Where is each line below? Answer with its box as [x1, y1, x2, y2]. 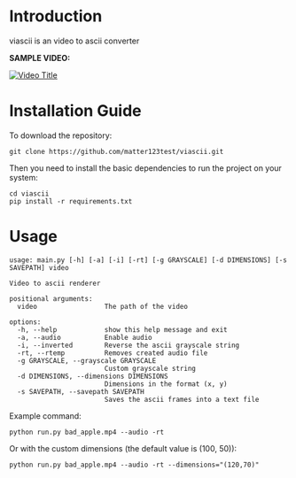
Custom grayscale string [104, 364, 197, 373]
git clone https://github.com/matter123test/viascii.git [9, 147, 224, 156]
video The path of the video [17, 302, 189, 311]
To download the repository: [9, 130, 113, 141]
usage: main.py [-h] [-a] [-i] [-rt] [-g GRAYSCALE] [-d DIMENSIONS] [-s [9, 255, 288, 265]
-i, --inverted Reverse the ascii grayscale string [17, 341, 240, 350]
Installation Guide [9, 101, 142, 121]
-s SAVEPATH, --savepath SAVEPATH [17, 387, 144, 396]
